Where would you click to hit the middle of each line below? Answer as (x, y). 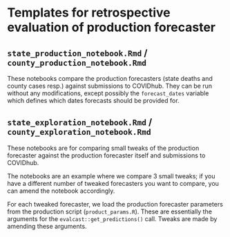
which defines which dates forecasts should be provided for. (93, 101)
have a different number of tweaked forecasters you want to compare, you (113, 183)
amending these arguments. (47, 226)
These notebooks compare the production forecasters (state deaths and (110, 78)
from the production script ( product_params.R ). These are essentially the (110, 211)
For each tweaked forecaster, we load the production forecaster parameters (115, 204)
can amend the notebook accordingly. (61, 191)
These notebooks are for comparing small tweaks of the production (103, 148)
